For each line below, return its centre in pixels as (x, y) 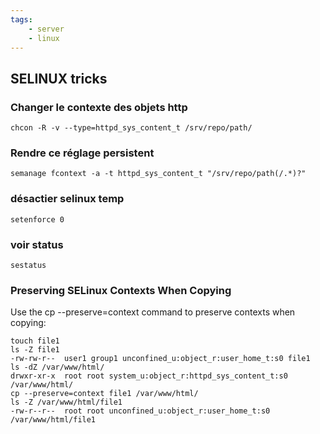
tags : (21, 19)
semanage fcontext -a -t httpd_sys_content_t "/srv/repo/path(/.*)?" (158, 174)
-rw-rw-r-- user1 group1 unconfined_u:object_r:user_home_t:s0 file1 (160, 359)
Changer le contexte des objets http (99, 107)
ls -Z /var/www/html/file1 (66, 402)
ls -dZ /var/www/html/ (57, 367)
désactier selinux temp (67, 199)
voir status (37, 244)
